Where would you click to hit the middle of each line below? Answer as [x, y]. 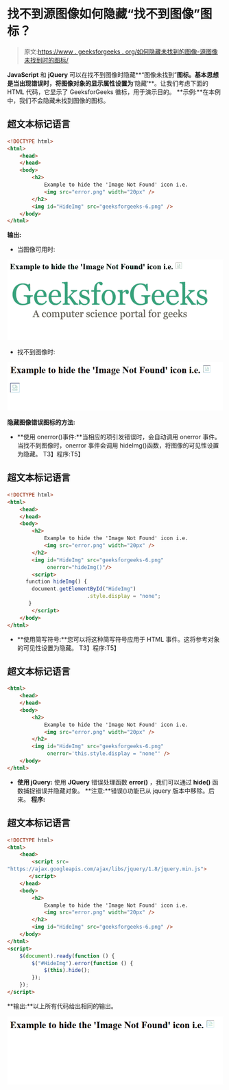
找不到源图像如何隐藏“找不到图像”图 [110, 14]
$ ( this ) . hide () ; [67, 971]
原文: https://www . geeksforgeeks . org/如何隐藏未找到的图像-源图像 [121, 51]
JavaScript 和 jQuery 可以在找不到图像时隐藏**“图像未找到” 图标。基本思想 [113, 74]
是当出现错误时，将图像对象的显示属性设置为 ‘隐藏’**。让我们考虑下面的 [108, 83]
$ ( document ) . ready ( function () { [67, 956]
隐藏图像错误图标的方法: [41, 422]
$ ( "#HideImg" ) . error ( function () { [83, 963]
